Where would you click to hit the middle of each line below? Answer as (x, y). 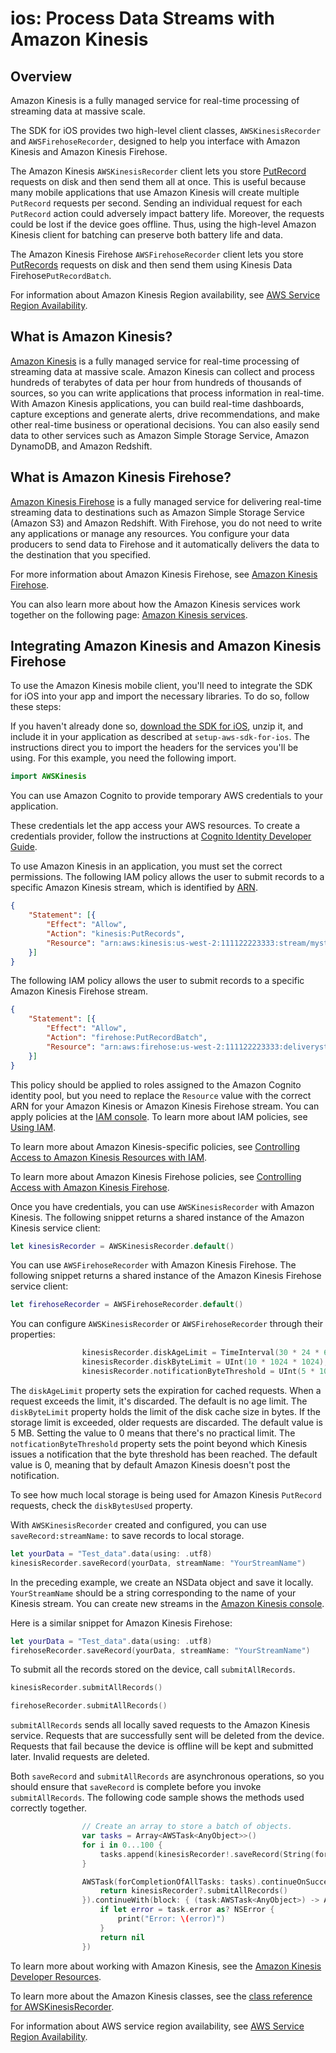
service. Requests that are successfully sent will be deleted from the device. (167, 1736)
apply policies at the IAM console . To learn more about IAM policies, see (159, 1116)
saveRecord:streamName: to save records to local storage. (127, 1535)
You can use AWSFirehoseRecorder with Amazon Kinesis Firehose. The (153, 1265)
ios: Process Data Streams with (142, 18)
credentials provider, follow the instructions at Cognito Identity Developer (161, 836)
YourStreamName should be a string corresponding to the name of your (153, 1593)
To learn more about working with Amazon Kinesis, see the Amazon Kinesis (166, 1966)
